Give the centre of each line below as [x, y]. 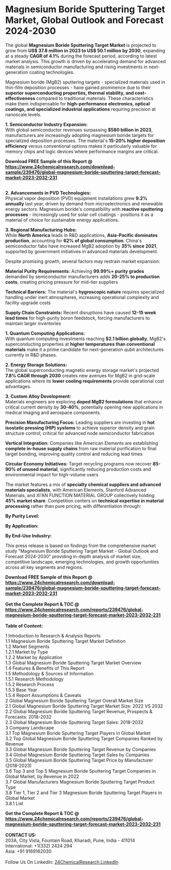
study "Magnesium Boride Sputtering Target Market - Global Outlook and [82, 551]
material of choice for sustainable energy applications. [62, 220]
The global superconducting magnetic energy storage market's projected [82, 370]
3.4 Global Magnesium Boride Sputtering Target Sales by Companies [77, 754]
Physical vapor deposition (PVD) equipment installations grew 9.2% [76, 198]
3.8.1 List [15, 803]
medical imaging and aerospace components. [53, 412]
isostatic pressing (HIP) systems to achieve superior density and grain [80, 428]
